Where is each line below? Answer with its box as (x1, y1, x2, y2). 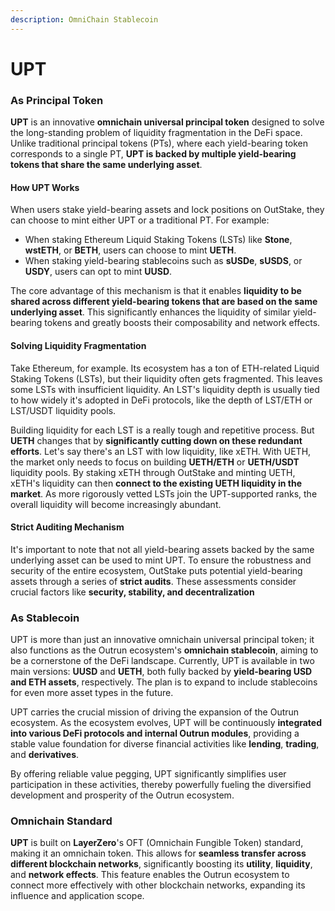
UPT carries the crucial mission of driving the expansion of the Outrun (10, 706, 300, 718)
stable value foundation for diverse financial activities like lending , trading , (10, 738, 320, 750)
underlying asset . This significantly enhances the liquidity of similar (10, 306, 291, 318)
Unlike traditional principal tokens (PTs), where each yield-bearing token (10, 137, 309, 150)
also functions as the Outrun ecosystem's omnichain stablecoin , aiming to (10, 644, 319, 656)
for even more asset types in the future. (10, 687, 174, 699)
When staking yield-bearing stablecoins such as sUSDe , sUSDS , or (24, 255, 303, 267)
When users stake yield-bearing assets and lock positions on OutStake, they (10, 204, 325, 216)
